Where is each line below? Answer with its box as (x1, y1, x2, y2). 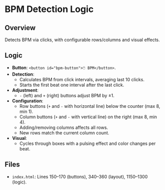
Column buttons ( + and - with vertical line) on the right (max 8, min (19, 114, 157, 120)
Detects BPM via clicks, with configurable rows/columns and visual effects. (5, 37, 160, 43)
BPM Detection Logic (5, 4, 94, 15)
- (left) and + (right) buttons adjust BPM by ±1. (19, 92, 115, 98)
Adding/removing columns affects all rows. (19, 124, 108, 130)
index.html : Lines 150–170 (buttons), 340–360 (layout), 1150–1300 (12, 173, 148, 179)
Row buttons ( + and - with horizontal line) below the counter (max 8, (19, 103, 160, 109)
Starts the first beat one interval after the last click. (19, 82, 124, 88)
